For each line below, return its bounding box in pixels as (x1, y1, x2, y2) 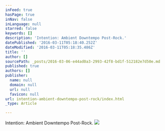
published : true (5, 63, 39, 69)
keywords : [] (5, 31, 33, 36)
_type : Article (5, 101, 37, 106)
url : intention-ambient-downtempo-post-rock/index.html (5, 96, 124, 101)
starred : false (5, 26, 37, 31)
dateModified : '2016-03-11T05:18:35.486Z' (5, 45, 95, 50)
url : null (10, 87, 30, 92)
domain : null (10, 82, 37, 87)
